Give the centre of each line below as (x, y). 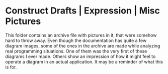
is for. (11, 67)
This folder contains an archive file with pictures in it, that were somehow (81, 35)
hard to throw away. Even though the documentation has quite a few (76, 40)
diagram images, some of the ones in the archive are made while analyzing (83, 45)
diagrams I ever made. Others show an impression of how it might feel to (80, 56)
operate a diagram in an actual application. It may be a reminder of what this (84, 61)
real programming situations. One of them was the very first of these (76, 51)
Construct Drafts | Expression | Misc (82, 11)
